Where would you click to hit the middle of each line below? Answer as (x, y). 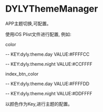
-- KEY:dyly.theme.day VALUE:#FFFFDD (47, 84)
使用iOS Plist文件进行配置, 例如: (38, 34)
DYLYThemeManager (52, 9)
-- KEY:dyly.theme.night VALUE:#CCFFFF (49, 64)
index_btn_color (22, 73)
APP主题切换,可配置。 (28, 23)
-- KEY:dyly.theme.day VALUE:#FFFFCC (47, 54)
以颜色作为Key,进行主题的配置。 (39, 104)
